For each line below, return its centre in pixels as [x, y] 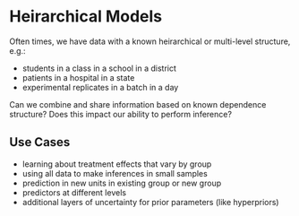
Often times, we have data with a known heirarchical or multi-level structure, [150, 41]
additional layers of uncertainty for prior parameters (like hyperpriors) [150, 202]
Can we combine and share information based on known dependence [138, 104]
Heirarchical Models [86, 17]
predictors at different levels [74, 192]
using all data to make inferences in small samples [115, 173]
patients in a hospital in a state [78, 77]
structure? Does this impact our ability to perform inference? [121, 114]
